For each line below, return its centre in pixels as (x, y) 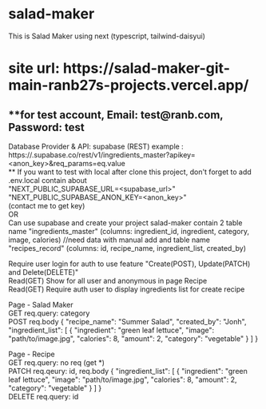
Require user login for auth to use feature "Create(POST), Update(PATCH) (129, 264)
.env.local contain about (48, 180)
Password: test (47, 127)
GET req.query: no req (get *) (57, 362)
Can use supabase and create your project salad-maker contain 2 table (125, 222)
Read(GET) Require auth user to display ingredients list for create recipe (127, 289)
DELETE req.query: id (44, 396)
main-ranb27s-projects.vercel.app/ (129, 85)
